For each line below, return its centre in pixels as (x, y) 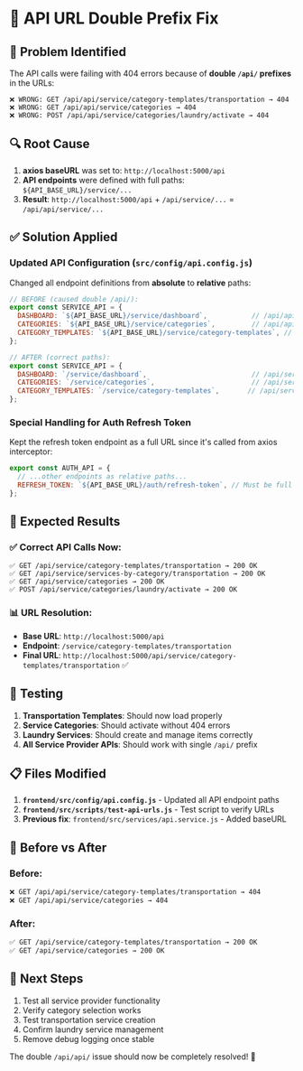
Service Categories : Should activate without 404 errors (126, 725)
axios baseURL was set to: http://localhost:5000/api (124, 170)
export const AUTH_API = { (60, 469)
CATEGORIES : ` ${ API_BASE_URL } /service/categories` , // (138, 324)
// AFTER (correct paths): (60, 357)
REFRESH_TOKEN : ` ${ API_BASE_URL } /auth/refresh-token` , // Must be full (155, 485)
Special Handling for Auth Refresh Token (101, 422)
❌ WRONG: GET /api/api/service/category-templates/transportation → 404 (149, 99)
